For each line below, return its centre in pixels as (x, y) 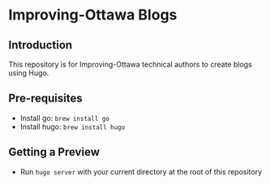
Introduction (41, 45)
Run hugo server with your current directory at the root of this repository (141, 171)
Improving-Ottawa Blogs (93, 15)
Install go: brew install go (64, 118)
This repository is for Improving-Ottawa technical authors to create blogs (131, 64)
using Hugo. (29, 73)
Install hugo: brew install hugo (73, 127)
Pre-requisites (45, 99)
